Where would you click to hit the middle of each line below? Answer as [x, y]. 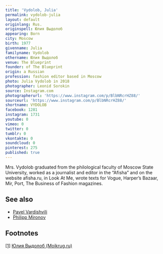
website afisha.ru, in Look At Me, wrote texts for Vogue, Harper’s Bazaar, [82, 178]
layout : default [22, 19]
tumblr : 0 [16, 133]
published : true [22, 153]
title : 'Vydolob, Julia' [32, 10]
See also [19, 200]
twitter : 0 [17, 129]
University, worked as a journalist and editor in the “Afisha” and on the [79, 172]
